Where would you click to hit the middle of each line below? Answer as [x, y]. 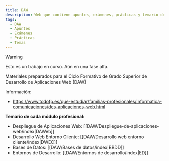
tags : [11, 19]
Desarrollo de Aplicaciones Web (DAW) [46, 82]
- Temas [18, 43]
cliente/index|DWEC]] [35, 142]
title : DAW [17, 10]
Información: [18, 92]
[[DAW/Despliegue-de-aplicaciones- [121, 126]
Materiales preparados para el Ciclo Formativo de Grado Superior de [76, 76]
